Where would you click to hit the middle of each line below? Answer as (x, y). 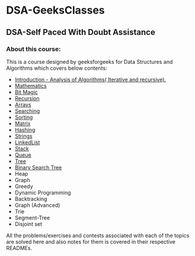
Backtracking (31, 199)
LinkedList (27, 142)
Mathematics (31, 86)
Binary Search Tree (38, 167)
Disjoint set (28, 224)
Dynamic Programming (43, 192)
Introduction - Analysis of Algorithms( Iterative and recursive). (90, 79)
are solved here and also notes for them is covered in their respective (91, 242)
